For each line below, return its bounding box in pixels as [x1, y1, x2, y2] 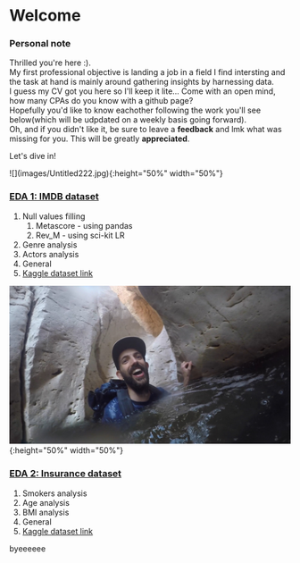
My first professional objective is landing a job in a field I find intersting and [9, 67, 286, 78]
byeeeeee [9, 542, 46, 554]
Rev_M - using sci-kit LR [35, 230, 125, 240]
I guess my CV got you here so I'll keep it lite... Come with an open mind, [9, 86, 276, 97]
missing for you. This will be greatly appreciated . [9, 133, 190, 144]
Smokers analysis [21, 488, 87, 499]
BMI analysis [21, 507, 70, 517]
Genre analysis [21, 239, 78, 250]
